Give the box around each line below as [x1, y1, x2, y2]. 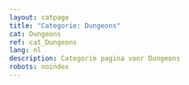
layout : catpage [9, 12, 69, 22]
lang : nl [9, 46, 42, 55]
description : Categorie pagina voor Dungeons [9, 54, 180, 63]
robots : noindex [9, 63, 69, 72]
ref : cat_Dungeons [9, 37, 77, 47]
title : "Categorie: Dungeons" [9, 21, 122, 30]
